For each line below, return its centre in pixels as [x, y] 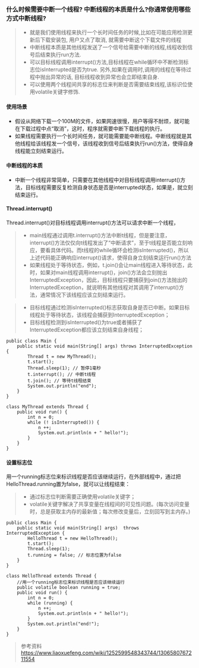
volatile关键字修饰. [57, 92]
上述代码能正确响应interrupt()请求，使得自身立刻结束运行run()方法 [110, 258]
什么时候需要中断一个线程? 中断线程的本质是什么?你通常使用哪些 [99, 9]
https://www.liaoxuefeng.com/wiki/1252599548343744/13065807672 [106, 653]
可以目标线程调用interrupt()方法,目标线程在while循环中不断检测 [106, 62]
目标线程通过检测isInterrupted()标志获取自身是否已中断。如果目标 [110, 307]
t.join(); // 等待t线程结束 [59, 381]
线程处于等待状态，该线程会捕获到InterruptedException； [100, 315]
